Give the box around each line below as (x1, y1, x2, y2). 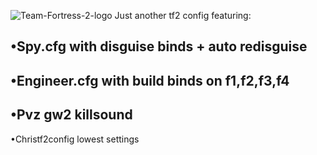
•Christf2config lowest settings (10, 133, 140, 145)
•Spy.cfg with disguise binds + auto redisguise (10, 38, 308, 55)
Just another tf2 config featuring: (114, 10, 252, 21)
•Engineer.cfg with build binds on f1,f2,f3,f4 (10, 72, 290, 89)
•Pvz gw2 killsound (10, 106, 133, 124)
